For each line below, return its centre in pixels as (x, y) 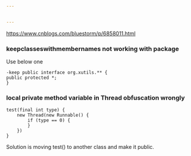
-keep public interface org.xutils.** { (57, 73)
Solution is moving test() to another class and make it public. (80, 147)
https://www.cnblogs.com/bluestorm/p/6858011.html (71, 33)
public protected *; (32, 78)
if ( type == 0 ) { (49, 120)
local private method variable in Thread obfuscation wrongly (96, 97)
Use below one (25, 62)
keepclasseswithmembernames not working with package (93, 49)
